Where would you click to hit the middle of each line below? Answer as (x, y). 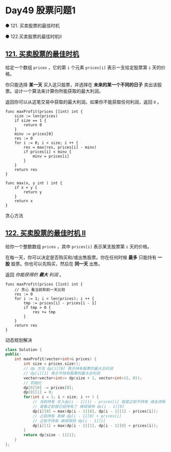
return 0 (33, 125)
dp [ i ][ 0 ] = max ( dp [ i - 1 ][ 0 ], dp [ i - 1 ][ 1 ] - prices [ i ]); (95, 411)
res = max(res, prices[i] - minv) (60, 147)
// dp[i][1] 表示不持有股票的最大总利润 (62, 373)
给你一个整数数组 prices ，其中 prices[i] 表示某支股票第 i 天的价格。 (79, 246)
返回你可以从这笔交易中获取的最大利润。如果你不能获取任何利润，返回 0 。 (83, 102)
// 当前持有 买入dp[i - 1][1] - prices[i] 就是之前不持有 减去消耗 (99, 402)
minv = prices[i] (51, 156)
